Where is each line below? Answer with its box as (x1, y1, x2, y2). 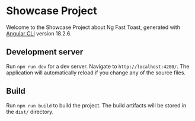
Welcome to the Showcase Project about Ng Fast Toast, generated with (6, 24, 181, 31)
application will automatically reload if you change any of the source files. (6, 69, 186, 76)
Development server (6, 47, 84, 57)
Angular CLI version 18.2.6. (6, 30, 72, 37)
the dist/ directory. (6, 108, 54, 115)
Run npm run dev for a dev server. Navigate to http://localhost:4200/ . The (6, 63, 190, 70)
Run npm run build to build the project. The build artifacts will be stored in (6, 102, 187, 109)
